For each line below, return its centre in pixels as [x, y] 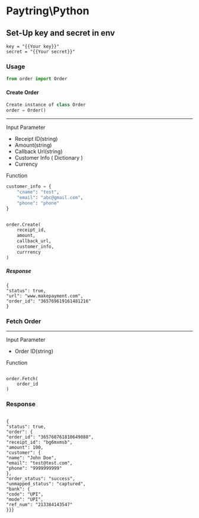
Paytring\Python [48, 11]
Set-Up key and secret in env [61, 33]
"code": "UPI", [25, 494]
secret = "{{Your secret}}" [41, 52]
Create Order [23, 92]
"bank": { [18, 489]
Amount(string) [33, 145]
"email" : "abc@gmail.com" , [50, 197]
